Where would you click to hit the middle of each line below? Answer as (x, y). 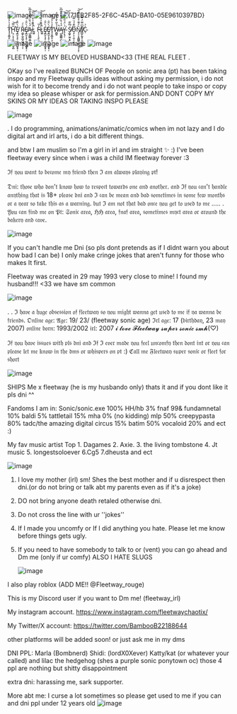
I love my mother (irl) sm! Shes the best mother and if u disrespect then (121, 480)
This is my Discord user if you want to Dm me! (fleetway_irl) (94, 598)
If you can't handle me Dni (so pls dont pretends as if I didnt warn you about (118, 248)
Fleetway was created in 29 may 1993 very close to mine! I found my (107, 276)
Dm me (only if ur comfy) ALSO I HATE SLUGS (85, 557)
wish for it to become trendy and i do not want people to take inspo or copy (117, 86)
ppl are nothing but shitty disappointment (68, 668)
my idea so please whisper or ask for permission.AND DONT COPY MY (111, 93)
